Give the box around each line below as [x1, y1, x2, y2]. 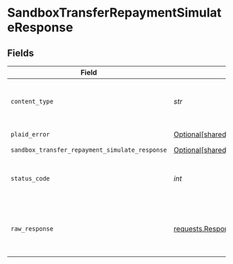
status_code [10, 175, 51, 182]
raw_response [10, 225, 54, 233]
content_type [10, 98, 54, 105]
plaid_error [10, 130, 51, 138]
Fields [7, 47, 35, 59]
